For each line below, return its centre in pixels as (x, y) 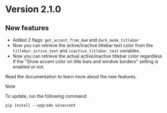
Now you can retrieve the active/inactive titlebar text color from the (83, 45)
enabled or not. (28, 67)
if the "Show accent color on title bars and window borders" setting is (85, 61)
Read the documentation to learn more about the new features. (71, 76)
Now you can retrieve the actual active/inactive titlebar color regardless (87, 56)
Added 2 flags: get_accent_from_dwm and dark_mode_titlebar (76, 40)
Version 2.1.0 (33, 9)
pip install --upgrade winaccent (41, 105)
